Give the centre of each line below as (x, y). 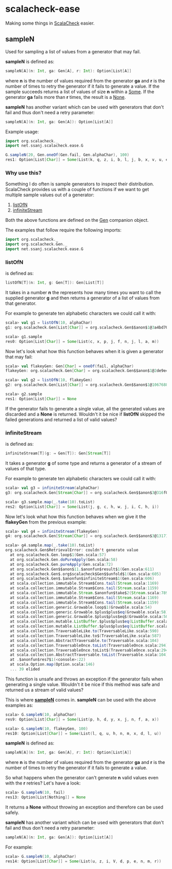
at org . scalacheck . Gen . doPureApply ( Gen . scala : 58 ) (64, 560)
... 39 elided (25, 669)
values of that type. (26, 469)
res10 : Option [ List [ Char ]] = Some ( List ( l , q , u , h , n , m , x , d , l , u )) (83, 733)
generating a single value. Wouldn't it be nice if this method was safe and (83, 684)
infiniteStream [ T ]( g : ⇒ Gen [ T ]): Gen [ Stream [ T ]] (58, 453)
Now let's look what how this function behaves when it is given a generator (84, 351)
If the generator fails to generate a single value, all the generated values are (85, 408)
